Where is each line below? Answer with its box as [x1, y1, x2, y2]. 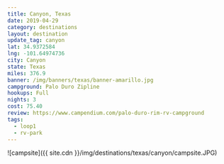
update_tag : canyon [7, 37, 65, 44]
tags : [7, 116, 23, 123]
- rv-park [13, 129, 43, 136]
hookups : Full [7, 89, 50, 97]
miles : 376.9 [7, 70, 46, 77]
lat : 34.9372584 [7, 43, 55, 50]
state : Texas [7, 63, 46, 70]
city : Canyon [7, 57, 46, 64]
